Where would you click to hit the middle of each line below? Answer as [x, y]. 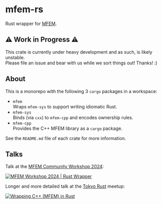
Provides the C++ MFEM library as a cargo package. [67, 128]
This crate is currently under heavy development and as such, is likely [79, 52]
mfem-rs [24, 9]
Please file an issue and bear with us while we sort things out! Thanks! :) [81, 63]
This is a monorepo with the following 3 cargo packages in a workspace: [81, 91]
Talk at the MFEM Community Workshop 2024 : [54, 167]
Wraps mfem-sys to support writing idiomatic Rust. [65, 106]
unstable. [15, 57]
